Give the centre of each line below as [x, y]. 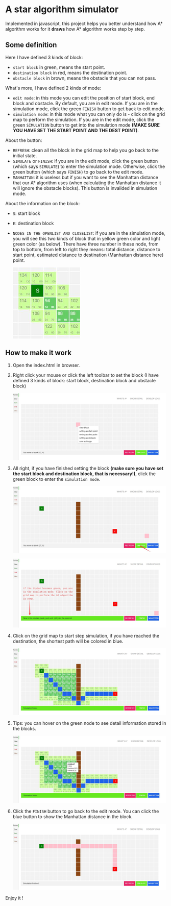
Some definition [31, 45]
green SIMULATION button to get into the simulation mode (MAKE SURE [86, 125]
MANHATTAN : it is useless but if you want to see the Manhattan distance [86, 177]
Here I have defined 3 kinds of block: [44, 57]
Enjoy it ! [14, 898]
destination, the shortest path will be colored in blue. [68, 641]
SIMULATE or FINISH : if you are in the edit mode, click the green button [85, 161]
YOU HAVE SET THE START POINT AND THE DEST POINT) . [76, 130]
